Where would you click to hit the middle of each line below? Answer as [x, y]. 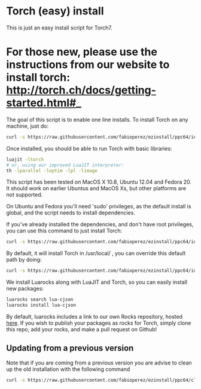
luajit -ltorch [25, 159]
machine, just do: [28, 126]
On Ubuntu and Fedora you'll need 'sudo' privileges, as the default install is [99, 207]
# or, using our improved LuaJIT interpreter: [65, 165]
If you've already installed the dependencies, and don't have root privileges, [100, 225]
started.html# [41, 103]
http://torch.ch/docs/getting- [81, 90]
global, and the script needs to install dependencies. [71, 213]
